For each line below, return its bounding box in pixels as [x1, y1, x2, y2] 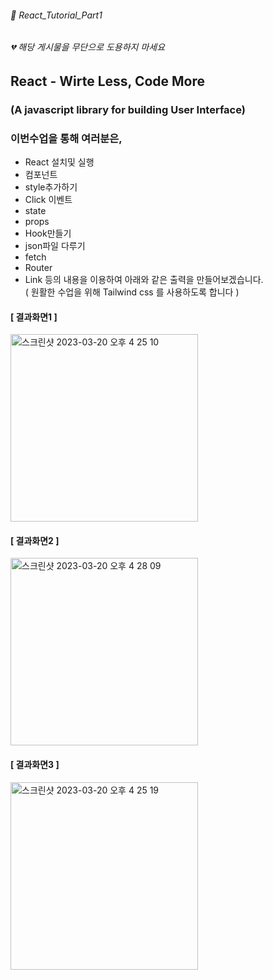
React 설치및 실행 [24, 156, 95, 168]
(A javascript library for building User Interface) [10, 102, 246, 116]
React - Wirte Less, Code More [10, 72, 206, 90]
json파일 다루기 [24, 240, 86, 252]
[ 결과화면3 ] [10, 759, 60, 771]
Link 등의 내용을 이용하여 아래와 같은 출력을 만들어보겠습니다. [24, 274, 264, 286]
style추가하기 [24, 181, 78, 193]
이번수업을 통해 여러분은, [10, 131, 123, 145]
